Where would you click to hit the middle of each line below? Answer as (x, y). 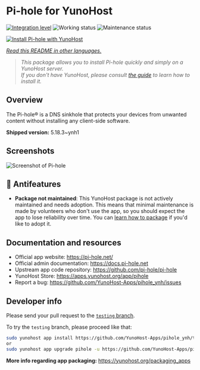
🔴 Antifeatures (34, 184)
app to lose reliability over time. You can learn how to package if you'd (101, 218)
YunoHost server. (42, 68)
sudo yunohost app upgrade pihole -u (53, 349)
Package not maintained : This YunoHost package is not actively (94, 199)
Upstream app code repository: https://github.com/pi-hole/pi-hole (96, 270)
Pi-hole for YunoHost (60, 11)
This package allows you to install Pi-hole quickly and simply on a (102, 62)
